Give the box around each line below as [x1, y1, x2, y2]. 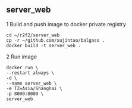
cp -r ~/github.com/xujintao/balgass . [6, 37, 105, 44]
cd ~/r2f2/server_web [6, 32, 60, 38]
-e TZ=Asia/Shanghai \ [6, 85, 62, 91]
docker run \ [6, 64, 39, 70]
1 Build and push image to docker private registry [6, 20, 127, 27]
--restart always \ [6, 70, 55, 76]
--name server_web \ [6, 80, 58, 86]
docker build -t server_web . [6, 42, 81, 48]
